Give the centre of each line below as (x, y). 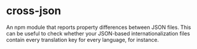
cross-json (34, 11)
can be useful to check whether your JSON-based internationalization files (98, 33)
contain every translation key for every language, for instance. (83, 40)
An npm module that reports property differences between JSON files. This (98, 27)
